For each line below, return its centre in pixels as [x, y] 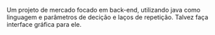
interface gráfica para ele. [44, 24]
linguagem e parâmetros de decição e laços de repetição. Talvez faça [107, 17]
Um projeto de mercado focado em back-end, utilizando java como [104, 10]
